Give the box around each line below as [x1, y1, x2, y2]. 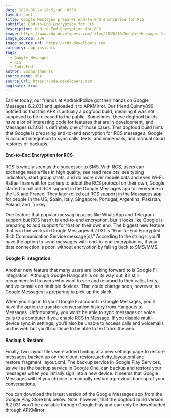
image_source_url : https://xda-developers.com [5, 41, 106, 46]
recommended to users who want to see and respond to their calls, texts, [5, 278, 159, 284]
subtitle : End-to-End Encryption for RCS [5, 21, 95, 27]
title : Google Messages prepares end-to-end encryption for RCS [5, 17, 145, 22]
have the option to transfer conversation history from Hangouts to [5, 304, 144, 310]
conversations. [5, 381, 37, 387]
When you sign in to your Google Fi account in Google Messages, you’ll [5, 299, 155, 305]
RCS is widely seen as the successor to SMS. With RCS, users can [5, 164, 145, 170]
